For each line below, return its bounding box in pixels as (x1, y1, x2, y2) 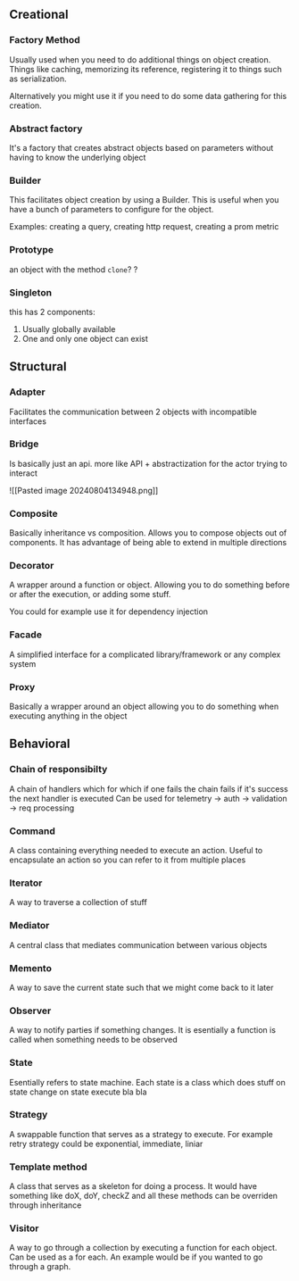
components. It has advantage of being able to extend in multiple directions (9, 537, 287, 548)
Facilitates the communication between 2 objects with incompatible (9, 406, 257, 417)
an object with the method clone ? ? (9, 263, 138, 275)
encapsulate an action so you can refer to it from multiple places (9, 854, 246, 865)
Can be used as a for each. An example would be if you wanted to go (9, 1252, 263, 1262)
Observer (9, 1004, 52, 1017)
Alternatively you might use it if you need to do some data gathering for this (9, 90, 287, 101)
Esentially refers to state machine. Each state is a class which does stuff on (9, 1077, 286, 1087)
